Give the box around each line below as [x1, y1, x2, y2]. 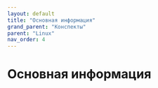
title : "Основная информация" [7, 17, 96, 24]
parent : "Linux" [7, 29, 55, 37]
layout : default [7, 10, 55, 17]
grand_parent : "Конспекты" [7, 23, 86, 30]
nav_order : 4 [7, 36, 46, 43]
